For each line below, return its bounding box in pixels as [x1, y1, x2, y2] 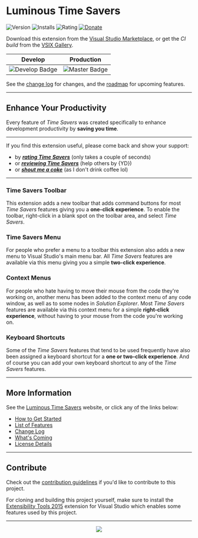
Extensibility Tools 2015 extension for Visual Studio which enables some [6, 503, 181, 510]
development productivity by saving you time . [6, 125, 119, 132]
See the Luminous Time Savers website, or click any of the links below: [6, 403, 179, 411]
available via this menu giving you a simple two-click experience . [6, 259, 166, 266]
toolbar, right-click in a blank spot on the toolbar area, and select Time [6, 212, 177, 219]
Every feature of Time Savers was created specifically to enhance [6, 119, 166, 126]
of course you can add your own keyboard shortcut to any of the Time [6, 359, 177, 366]
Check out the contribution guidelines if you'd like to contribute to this [6, 478, 176, 485]
